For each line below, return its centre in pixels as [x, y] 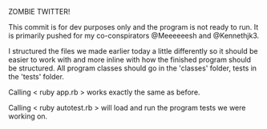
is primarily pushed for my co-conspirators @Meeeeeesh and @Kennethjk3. [134, 36]
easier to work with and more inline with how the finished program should [129, 60]
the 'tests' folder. [36, 77]
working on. [28, 116]
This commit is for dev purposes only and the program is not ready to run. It [133, 27]
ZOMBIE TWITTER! [39, 12]
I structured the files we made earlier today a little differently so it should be [133, 51]
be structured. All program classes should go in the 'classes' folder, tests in [133, 68]
